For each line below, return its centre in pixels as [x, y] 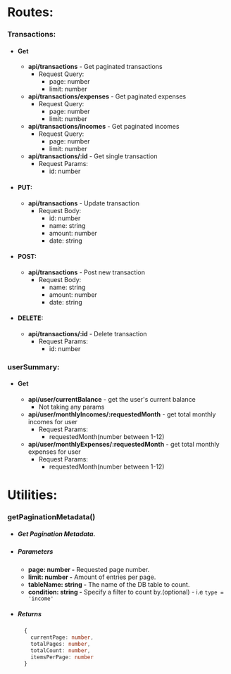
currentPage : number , [62, 637]
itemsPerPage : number [62, 657]
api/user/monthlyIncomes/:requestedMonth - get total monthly [122, 414]
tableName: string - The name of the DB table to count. [109, 584]
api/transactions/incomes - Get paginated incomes [104, 127]
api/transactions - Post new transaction [87, 272]
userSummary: [33, 367]
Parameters [35, 552]
